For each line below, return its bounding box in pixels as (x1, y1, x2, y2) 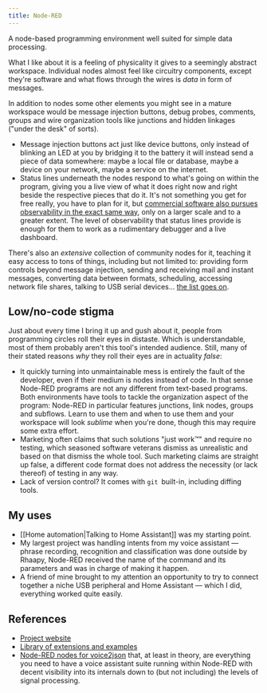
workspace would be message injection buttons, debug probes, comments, (8, 107, 257, 116)
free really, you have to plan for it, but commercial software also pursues (19, 199, 258, 208)
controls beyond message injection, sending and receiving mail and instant (8, 265, 254, 274)
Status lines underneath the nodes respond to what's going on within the (19, 173, 259, 183)
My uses (8, 508, 52, 522)
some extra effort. (19, 426, 80, 435)
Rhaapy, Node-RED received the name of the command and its (19, 555, 226, 565)
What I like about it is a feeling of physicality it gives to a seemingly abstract (8, 57, 257, 67)
